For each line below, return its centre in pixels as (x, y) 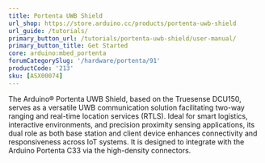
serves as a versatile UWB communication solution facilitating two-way (126, 107)
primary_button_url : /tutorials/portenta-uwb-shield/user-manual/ (122, 38)
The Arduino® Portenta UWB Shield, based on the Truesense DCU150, (125, 98)
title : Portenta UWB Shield (56, 16)
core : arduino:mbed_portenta (57, 53)
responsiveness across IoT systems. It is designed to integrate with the (126, 141)
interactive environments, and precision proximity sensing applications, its (132, 124)
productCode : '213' (41, 69)
